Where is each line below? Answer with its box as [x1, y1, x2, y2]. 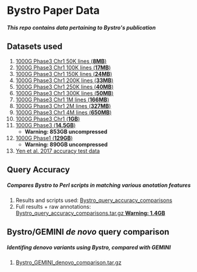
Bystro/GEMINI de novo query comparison [7, 227, 170, 237]
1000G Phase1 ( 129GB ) [15, 134, 73, 142]
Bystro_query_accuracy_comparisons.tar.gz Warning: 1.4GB [15, 209, 166, 217]
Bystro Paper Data [7, 4, 100, 17]
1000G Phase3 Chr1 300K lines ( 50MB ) [15, 89, 114, 96]
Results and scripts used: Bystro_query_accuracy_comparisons [15, 197, 173, 204]
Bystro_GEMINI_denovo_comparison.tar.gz [15, 259, 121, 266]
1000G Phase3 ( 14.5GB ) [15, 121, 76, 128]
